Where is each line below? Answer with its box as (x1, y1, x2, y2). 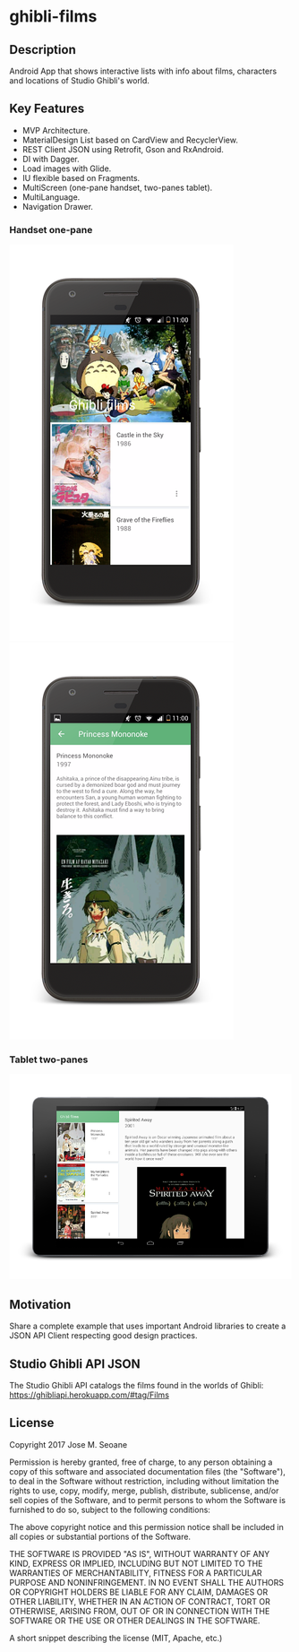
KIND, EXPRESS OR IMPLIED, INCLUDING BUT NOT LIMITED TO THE (9, 1558, 263, 1569)
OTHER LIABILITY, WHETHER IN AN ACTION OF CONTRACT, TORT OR (9, 1596, 270, 1606)
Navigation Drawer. (21, 201, 94, 212)
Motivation (9, 1297, 72, 1312)
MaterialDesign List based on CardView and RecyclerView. (21, 134, 239, 145)
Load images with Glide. (21, 163, 112, 174)
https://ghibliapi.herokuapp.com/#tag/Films (9, 1389, 170, 1400)
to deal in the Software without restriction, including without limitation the (9, 1475, 279, 1486)
